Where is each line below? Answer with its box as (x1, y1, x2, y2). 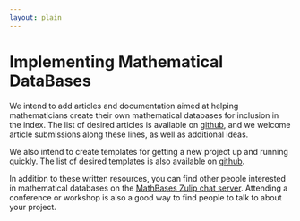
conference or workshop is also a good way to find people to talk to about (9, 191, 282, 202)
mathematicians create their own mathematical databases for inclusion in (9, 109, 279, 121)
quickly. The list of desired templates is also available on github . (9, 156, 245, 166)
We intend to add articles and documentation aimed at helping (9, 100, 239, 111)
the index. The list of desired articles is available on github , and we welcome (9, 119, 291, 130)
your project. (9, 201, 56, 212)
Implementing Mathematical (9, 51, 224, 72)
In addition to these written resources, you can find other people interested (9, 173, 287, 183)
